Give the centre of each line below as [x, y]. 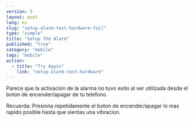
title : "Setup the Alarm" [38, 39]
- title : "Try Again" [38, 66]
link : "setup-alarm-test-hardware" [60, 72]
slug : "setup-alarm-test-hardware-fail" [56, 28]
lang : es [17, 22]
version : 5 [19, 11]
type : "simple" [25, 33]
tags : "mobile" [25, 55]
